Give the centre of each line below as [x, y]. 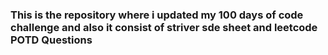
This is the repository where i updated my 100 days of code [157, 15]
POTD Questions [51, 40]
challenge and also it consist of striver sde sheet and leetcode [164, 27]
